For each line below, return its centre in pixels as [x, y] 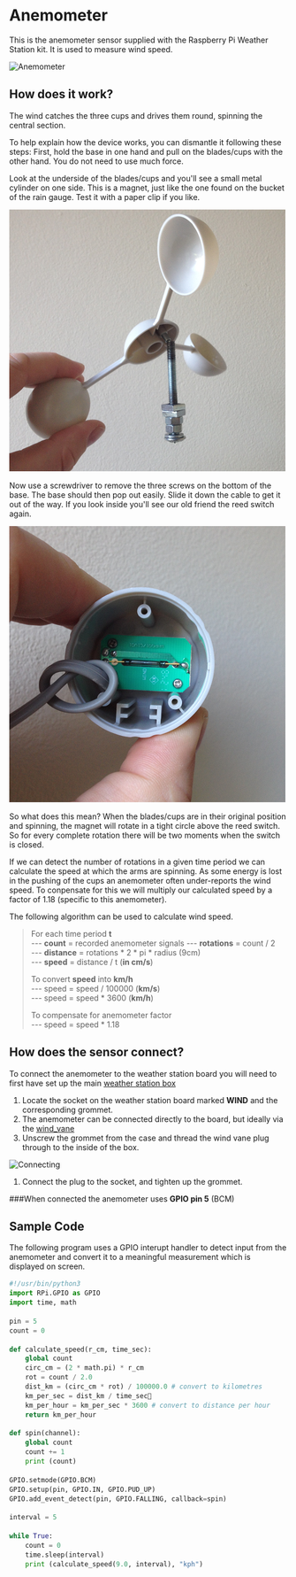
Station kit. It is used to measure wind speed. [91, 49]
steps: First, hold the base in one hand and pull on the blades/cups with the [146, 151]
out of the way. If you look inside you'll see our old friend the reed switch [142, 504]
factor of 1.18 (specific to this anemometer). [88, 899]
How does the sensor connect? [96, 1052]
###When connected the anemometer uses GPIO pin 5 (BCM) [122, 1198]
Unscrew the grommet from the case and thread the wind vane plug [145, 1138]
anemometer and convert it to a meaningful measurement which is [130, 1257]
